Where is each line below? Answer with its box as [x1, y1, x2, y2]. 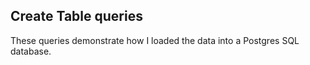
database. [10, 45, 52, 57]
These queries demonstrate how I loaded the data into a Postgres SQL [10, 34, 300, 46]
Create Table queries [10, 8, 143, 25]
